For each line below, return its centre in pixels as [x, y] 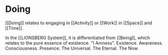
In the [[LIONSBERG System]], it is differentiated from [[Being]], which [78, 38]
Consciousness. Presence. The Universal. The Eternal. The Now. [72, 48]
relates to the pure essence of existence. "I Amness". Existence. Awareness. [84, 43]
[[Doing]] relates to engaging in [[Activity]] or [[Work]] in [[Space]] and [79, 23]
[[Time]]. [14, 28]
